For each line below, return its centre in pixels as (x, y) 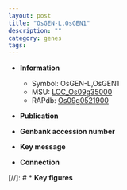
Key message (42, 147)
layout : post (30, 16)
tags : (17, 46)
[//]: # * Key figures (40, 178)
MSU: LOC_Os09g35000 (72, 92)
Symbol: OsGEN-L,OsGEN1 (75, 84)
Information (40, 68)
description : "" (35, 30)
